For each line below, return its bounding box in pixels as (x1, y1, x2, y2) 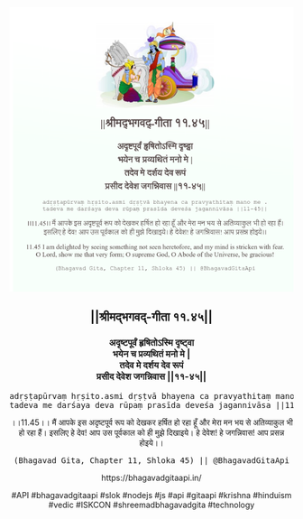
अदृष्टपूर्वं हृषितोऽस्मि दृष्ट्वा (108, 337, 195, 349)
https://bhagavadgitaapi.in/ (101, 472, 202, 483)
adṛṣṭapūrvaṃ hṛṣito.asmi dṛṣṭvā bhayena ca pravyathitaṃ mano (9, 391, 295, 401)
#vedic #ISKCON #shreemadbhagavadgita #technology (48, 499, 255, 510)
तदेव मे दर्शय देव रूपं (119, 359, 184, 372)
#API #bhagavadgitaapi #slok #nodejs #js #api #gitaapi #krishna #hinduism (11, 489, 292, 500)
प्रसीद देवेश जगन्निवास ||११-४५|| (96, 370, 207, 383)
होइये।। (139, 437, 164, 448)
